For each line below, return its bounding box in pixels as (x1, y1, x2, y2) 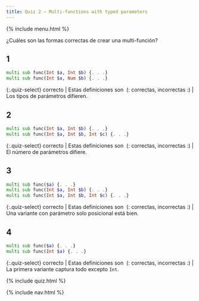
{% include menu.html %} (6, 25, 70, 32)
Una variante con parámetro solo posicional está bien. (6, 210, 139, 217)
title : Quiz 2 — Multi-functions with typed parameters (6, 8, 148, 15)
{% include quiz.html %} (6, 277, 66, 284)
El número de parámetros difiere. (6, 148, 88, 155)
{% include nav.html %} (6, 288, 64, 296)
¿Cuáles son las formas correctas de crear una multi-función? (6, 36, 158, 44)
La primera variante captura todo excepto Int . (6, 265, 119, 272)
